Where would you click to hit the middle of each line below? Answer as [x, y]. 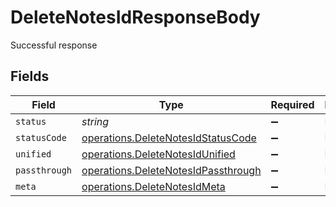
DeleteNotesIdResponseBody [135, 17]
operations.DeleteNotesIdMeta [153, 186]
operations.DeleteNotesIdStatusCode [169, 138]
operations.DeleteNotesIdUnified [158, 154]
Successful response [54, 45]
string [95, 121]
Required [292, 104]
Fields [30, 76]
